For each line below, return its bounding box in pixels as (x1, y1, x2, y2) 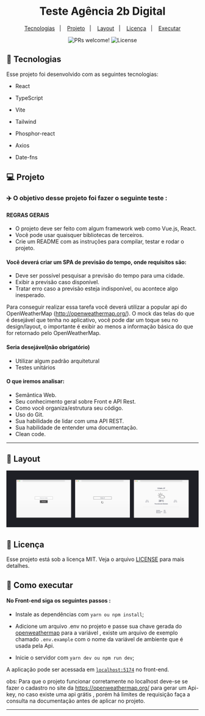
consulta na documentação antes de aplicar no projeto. (6, 697, 145, 704)
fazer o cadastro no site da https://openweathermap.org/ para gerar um (6, 684, 187, 692)
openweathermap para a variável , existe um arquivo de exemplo (15, 629, 178, 636)
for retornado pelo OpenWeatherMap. (6, 330, 101, 337)
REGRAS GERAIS (6, 211, 49, 219)
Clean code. (15, 430, 46, 437)
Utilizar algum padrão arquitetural (15, 357, 99, 364)
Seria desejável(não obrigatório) (6, 344, 90, 351)
